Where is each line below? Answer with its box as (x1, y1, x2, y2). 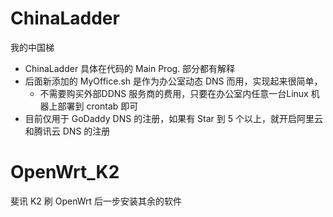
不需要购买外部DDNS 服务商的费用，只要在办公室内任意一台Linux (39, 87, 309, 99)
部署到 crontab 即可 (57, 100, 139, 112)
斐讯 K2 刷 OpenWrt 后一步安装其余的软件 (10, 195, 183, 207)
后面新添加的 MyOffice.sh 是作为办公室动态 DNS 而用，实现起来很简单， (24, 75, 323, 87)
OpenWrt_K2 (10, 161, 120, 184)
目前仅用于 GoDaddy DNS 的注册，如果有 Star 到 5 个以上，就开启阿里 (24, 112, 315, 124)
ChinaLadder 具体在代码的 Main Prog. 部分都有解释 (24, 62, 236, 74)
